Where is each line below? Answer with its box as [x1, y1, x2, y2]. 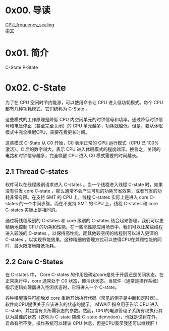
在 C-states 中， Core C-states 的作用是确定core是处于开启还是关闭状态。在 [5, 271, 164, 278]
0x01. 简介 [5, 48, 49, 59]
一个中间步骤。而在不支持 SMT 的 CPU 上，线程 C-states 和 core [23, 200, 158, 206]
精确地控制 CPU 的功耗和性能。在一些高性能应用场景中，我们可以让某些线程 [5, 223, 163, 230]
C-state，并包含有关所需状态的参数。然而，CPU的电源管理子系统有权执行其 [5, 308, 163, 314]
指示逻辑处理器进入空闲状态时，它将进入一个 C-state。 [5, 284, 120, 291]
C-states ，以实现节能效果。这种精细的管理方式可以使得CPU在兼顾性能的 [5, 236, 158, 243]
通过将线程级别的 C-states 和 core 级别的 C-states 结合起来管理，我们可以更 [5, 217, 164, 223]
